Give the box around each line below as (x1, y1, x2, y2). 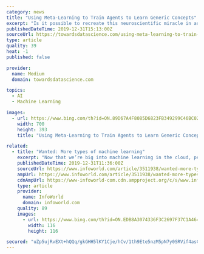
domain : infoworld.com (22, 200, 80, 206)
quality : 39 (6, 43, 36, 49)
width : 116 (28, 222, 56, 228)
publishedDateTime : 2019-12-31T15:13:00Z (6, 26, 113, 32)
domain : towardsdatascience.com (12, 77, 94, 83)
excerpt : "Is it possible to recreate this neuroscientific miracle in (6, 20, 191, 26)
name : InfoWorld (22, 194, 64, 201)
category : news (6, 9, 45, 15)
